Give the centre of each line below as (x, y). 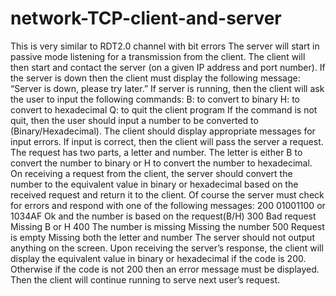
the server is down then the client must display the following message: (155, 78)
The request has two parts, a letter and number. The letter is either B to (156, 152)
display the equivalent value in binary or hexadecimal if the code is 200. (158, 258)
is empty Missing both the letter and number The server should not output (162, 237)
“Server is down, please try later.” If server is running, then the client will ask (167, 88)
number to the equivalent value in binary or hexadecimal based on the (154, 184)
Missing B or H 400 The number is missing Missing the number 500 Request (167, 226)
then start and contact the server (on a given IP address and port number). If (168, 67)
